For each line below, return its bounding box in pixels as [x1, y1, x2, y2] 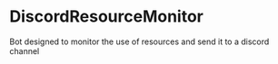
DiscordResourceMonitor [9, 6, 204, 27]
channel [9, 45, 40, 56]
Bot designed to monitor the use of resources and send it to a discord [9, 36, 270, 47]
